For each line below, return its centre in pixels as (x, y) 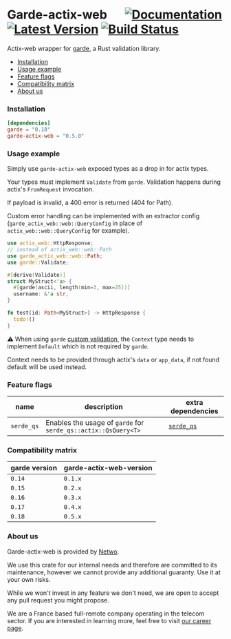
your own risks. (29, 579)
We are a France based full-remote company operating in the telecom (106, 614)
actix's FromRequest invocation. (51, 189)
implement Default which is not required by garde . (78, 346)
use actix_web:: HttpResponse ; (51, 243)
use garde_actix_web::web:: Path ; (55, 256)
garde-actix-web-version (108, 468)
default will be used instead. (47, 367)
